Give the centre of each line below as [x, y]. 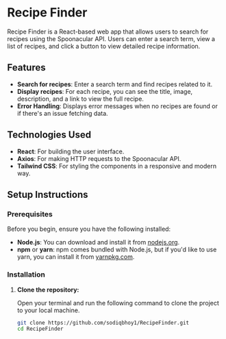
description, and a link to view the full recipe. [80, 99]
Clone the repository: [48, 290]
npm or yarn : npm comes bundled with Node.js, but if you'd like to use [117, 250]
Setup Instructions [48, 194]
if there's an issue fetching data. [62, 113]
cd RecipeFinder [40, 329]
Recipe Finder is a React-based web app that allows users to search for [108, 32]
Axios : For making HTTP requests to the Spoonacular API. [99, 158]
